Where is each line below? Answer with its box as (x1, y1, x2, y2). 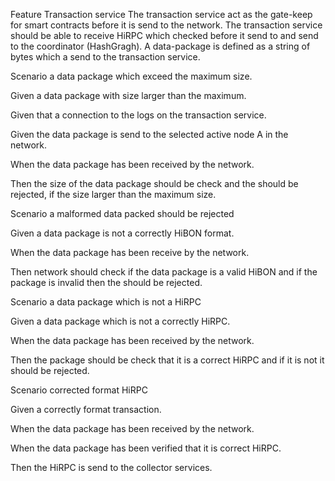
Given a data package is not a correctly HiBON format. (10, 227, 235, 239)
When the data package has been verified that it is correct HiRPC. (10, 442, 282, 454)
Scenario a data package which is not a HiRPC (10, 296, 202, 308)
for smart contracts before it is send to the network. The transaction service (10, 19, 323, 31)
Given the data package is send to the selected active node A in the (10, 129, 289, 140)
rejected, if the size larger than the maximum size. (10, 189, 217, 200)
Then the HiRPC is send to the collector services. (10, 462, 213, 473)
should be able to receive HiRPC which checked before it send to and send (10, 30, 319, 41)
